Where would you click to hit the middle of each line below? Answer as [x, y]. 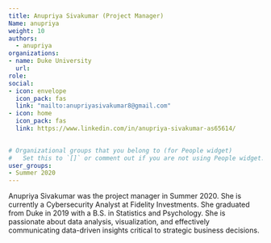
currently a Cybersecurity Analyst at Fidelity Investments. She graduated [129, 205]
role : [17, 76]
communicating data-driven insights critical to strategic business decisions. [134, 230]
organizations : [34, 53]
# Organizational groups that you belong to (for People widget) [120, 150]
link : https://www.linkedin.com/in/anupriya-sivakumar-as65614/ [126, 128]
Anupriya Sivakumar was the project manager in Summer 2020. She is [125, 196]
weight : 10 [27, 31]
